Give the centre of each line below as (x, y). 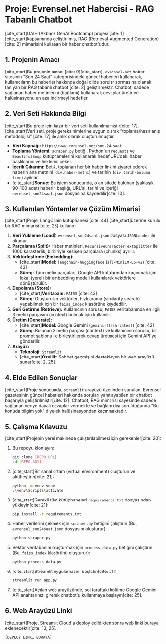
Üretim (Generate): (32, 320)
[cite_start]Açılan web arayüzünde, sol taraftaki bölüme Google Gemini (84, 590)
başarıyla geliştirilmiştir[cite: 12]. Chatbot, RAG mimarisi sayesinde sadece (81, 400)
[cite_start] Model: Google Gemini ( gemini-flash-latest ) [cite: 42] (87, 325)
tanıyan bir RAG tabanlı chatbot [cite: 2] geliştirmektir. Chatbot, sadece (77, 87)
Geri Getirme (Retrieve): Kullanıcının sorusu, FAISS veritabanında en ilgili (86, 309)
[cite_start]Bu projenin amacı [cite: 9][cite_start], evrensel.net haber (75, 72)
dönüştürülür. (33, 283)
